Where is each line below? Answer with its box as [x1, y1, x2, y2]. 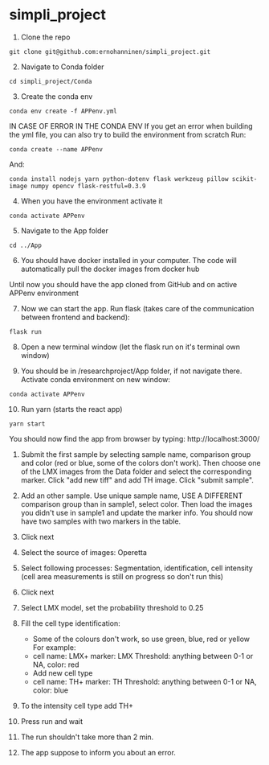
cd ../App [9, 241, 43, 249]
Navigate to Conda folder [20, 62, 104, 72]
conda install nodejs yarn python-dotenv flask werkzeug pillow [9, 175, 229, 183]
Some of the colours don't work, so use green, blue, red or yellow [32, 634, 251, 644]
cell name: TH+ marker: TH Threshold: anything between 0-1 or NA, [32, 677, 257, 686]
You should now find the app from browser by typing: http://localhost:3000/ [9, 434, 260, 443]
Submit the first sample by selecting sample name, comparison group [20, 449, 251, 459]
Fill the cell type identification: [20, 618, 121, 628]
